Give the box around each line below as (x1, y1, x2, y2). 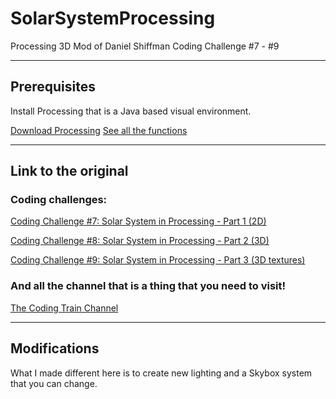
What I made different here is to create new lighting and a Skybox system (10, 367, 313, 379)
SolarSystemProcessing (10, 7, 216, 30)
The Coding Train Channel (10, 302, 119, 314)
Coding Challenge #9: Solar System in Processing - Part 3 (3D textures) (10, 254, 306, 266)
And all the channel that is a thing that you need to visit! (10, 279, 287, 293)
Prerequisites (10, 78, 96, 96)
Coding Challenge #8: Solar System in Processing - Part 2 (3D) (10, 235, 270, 247)
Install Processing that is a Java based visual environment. (10, 105, 252, 117)
